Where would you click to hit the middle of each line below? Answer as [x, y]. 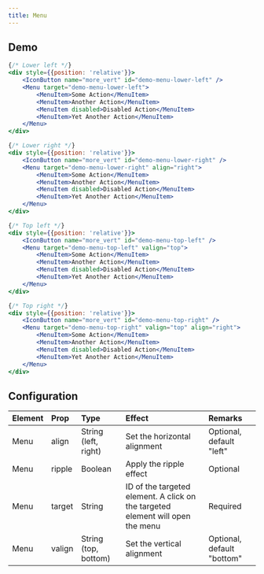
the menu [143, 526]
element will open [158, 517]
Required [225, 506]
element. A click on [161, 497]
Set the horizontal [158, 436]
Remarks [225, 418]
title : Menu [27, 15]
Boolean [96, 469]
